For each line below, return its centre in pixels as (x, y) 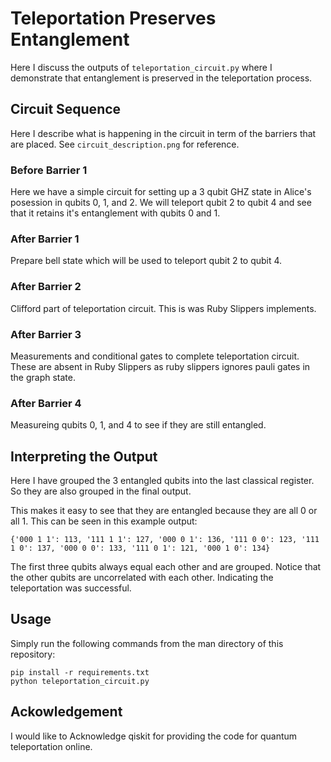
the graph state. (43, 377)
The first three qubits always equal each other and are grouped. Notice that (166, 567)
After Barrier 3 (46, 334)
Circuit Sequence (66, 109)
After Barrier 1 (45, 239)
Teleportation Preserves (113, 18)
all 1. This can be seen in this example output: (104, 521)
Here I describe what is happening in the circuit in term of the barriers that (163, 133)
